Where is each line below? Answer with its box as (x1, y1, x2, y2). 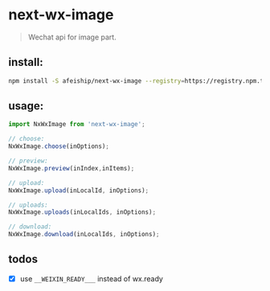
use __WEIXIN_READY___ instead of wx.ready (19, 273, 163, 283)
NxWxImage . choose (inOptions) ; (8, 142, 110, 150)
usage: (8, 99, 44, 113)
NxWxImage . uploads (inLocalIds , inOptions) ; (8, 208, 157, 216)
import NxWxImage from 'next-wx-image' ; (8, 121, 146, 129)
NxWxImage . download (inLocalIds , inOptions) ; (8, 231, 160, 239)
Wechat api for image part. (27, 32, 117, 42)
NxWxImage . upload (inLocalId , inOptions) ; (8, 186, 149, 195)
